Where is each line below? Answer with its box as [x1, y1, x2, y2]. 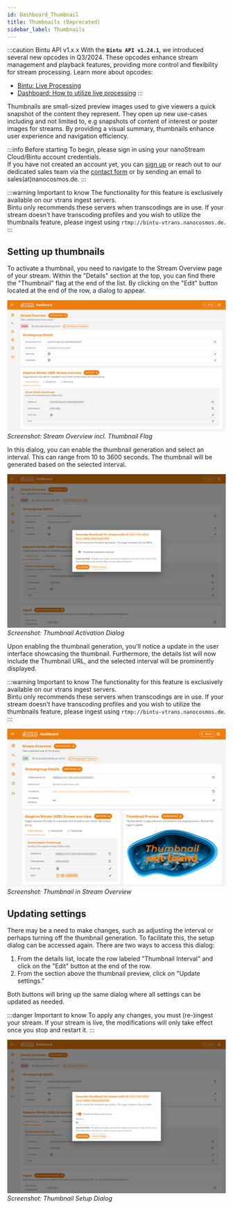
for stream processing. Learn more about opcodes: [7, 68, 153, 77]
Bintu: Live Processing [17, 81, 82, 90]
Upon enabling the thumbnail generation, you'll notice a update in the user [7, 642, 219, 651]
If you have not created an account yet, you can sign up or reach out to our [7, 160, 222, 168]
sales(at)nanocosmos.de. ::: [7, 175, 87, 184]
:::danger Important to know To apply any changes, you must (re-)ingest [7, 1011, 214, 1020]
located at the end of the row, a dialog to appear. [7, 286, 146, 295]
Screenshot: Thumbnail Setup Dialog [7, 1194, 112, 1203]
